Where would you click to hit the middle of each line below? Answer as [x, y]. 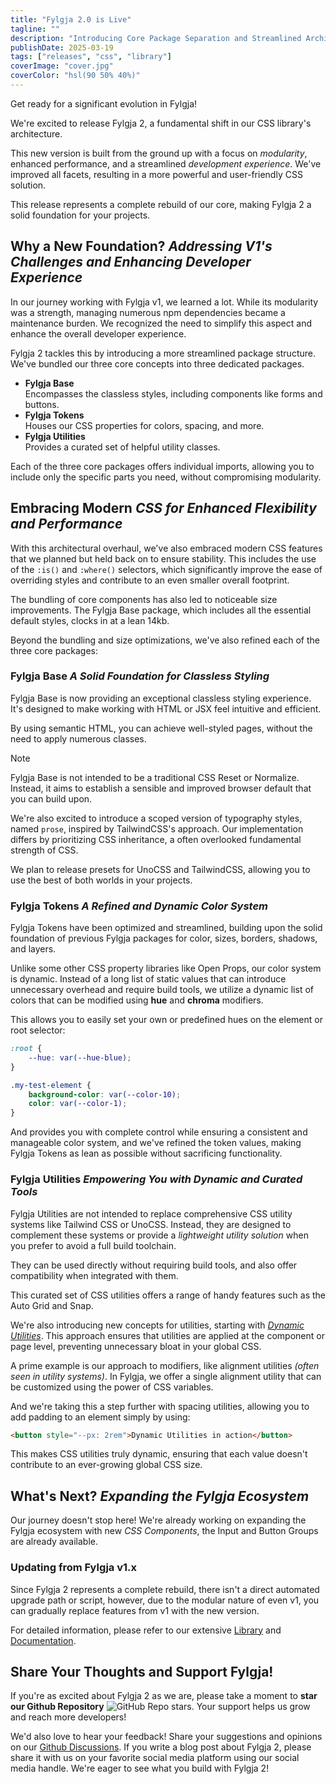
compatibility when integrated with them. [94, 1275]
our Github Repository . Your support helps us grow [160, 1707]
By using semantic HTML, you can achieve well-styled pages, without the [161, 728]
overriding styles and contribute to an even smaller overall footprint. [150, 580]
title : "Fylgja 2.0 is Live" [71, 19]
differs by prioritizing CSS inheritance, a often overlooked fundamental [156, 839]
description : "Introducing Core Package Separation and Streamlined [156, 38]
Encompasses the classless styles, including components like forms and [173, 393]
